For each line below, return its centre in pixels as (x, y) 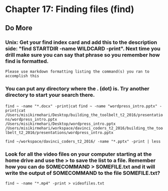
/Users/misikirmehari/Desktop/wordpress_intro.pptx (60, 124)
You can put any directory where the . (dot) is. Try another (77, 88)
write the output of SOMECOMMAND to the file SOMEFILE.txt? (83, 173)
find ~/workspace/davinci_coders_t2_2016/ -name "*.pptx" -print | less (83, 142)
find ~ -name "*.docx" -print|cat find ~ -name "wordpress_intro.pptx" (81, 106)
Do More (19, 28)
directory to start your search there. (50, 95)
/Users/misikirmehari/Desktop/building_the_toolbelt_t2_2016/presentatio (84, 115)
